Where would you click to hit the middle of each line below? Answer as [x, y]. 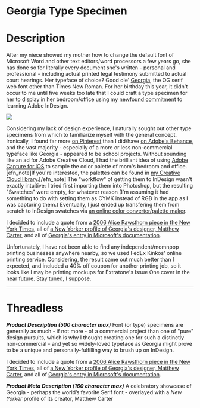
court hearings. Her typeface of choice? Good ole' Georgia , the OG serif [95, 80]
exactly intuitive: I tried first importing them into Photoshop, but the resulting [100, 186]
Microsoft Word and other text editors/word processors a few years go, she [99, 62]
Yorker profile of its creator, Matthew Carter [60, 399]
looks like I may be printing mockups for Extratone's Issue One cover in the [98, 272]
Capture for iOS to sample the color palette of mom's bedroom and [88, 167]
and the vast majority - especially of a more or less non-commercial [89, 148]
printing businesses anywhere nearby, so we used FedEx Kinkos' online [94, 253]
